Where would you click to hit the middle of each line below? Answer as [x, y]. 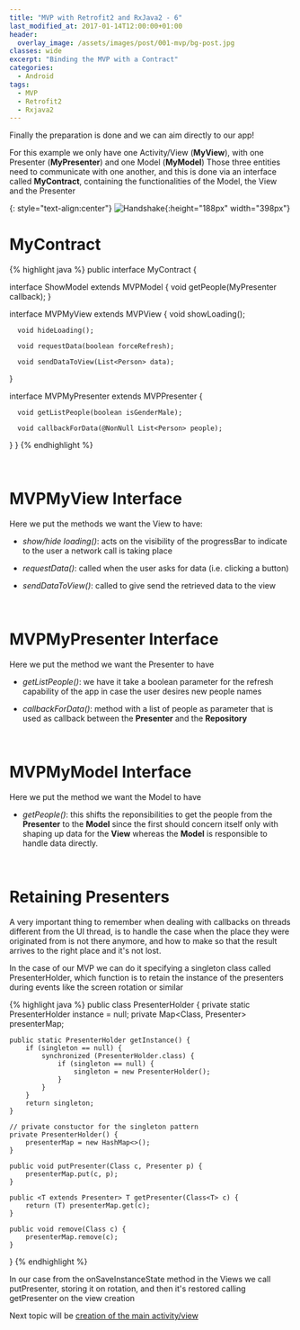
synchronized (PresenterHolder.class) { [118, 1056]
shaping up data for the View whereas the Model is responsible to [145, 834]
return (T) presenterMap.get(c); [88, 1205]
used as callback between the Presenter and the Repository [135, 719]
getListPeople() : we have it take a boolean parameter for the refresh [148, 682]
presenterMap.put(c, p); [72, 1174]
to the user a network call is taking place [97, 551]
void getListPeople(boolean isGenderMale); [100, 413]
